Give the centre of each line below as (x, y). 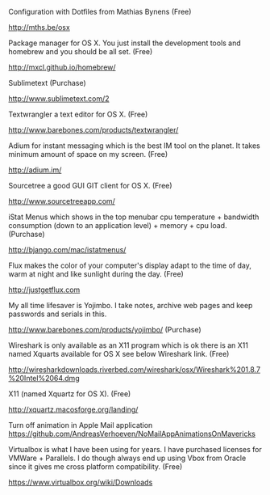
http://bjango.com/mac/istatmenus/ (67, 250)
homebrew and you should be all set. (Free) (81, 51)
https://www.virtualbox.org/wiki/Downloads (81, 482)
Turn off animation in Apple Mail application (81, 425)
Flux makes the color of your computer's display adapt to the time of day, (130, 265)
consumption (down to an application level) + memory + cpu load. (118, 225)
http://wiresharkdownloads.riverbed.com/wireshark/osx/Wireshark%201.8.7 (134, 370)
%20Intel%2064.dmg (44, 378)
